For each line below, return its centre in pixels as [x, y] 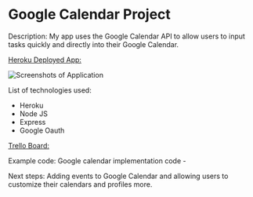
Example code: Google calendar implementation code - [97, 161]
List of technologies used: [50, 90]
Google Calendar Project [89, 15]
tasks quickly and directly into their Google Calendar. [93, 44]
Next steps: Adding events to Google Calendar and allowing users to [118, 176]
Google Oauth [42, 130]
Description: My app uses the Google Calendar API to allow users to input [127, 36]
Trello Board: [29, 145]
